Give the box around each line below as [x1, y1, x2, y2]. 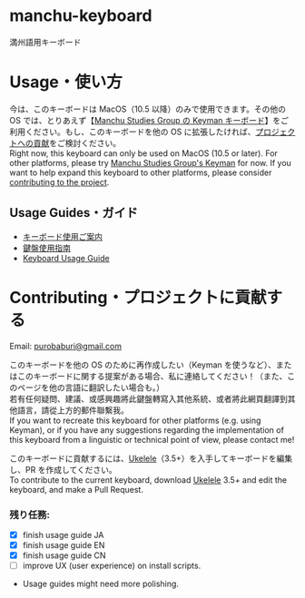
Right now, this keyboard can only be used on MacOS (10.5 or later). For [9, 147, 279, 159]
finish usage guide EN [22, 539, 105, 550]
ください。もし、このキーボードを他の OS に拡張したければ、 [25, 126, 256, 137]
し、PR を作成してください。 [9, 464, 118, 475]
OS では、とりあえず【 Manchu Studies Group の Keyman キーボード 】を [9, 114, 281, 125]
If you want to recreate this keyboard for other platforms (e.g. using [9, 415, 261, 426]
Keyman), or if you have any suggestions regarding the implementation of [9, 424, 284, 436]
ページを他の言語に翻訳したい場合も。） [16, 382, 165, 393]
